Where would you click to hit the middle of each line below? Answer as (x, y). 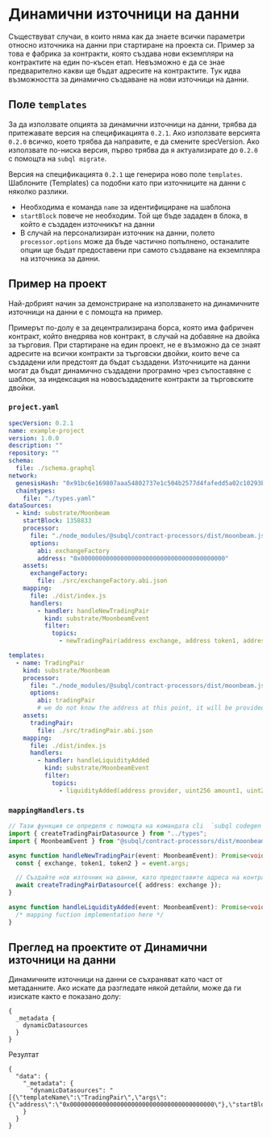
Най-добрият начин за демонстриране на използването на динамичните (134, 303)
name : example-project (46, 430)
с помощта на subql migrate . (58, 158)
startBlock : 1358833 (57, 521)
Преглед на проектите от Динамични (108, 948)
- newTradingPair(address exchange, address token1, (150, 641)
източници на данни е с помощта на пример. (86, 312)
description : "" (35, 446)
